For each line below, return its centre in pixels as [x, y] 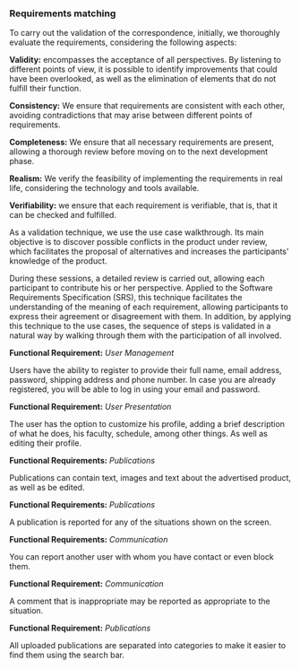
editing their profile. [46, 443]
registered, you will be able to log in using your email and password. [135, 389]
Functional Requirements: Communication [89, 540]
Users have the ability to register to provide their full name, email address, [146, 370]
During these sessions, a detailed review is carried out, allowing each [137, 278]
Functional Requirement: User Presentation [90, 407]
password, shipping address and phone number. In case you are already [142, 380]
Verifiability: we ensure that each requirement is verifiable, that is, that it [143, 205]
